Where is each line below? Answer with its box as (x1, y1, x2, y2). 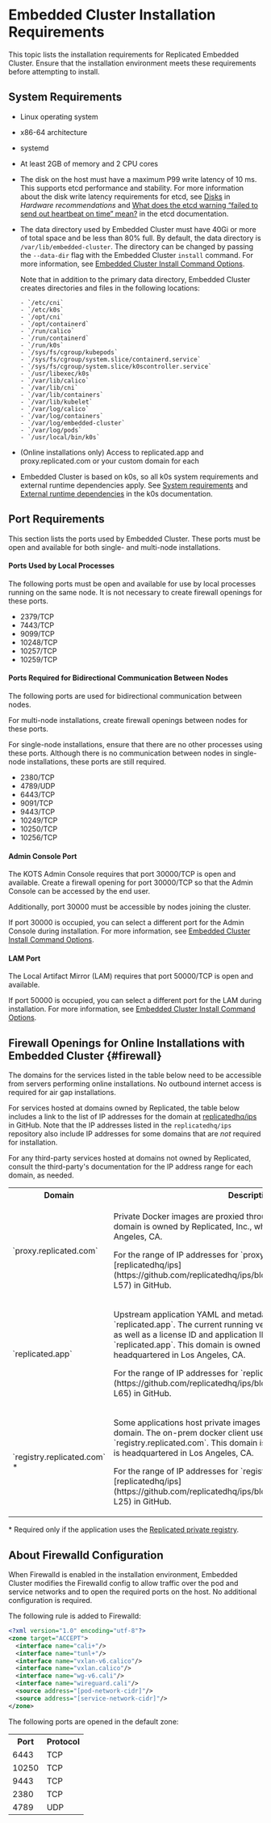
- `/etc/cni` (19, 298, 65, 307)
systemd (19, 143, 49, 153)
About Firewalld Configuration (8, 1548, 164, 1562)
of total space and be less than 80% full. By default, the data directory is (19, 233, 261, 243)
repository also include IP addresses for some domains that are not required (8, 1129, 261, 1139)
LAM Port (8, 953, 41, 963)
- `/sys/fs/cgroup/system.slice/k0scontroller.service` (19, 362, 212, 370)
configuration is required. (8, 1596, 93, 1605)
